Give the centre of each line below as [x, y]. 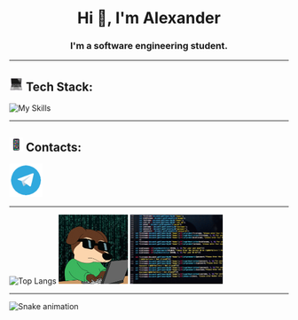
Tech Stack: [59, 86]
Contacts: [54, 147]
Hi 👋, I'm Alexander [149, 18]
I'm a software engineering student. [149, 46]
